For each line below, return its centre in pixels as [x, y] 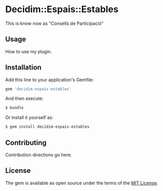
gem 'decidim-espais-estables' [38, 89]
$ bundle [14, 108]
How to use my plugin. [29, 51]
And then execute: [24, 99]
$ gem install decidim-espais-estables [47, 127]
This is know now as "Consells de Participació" [55, 23]
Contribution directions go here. [39, 155]
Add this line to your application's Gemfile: [50, 80]
